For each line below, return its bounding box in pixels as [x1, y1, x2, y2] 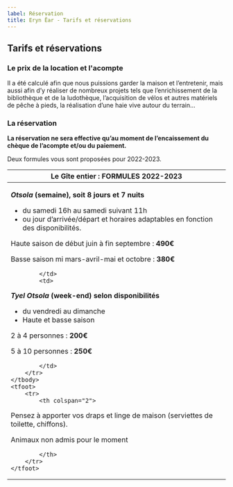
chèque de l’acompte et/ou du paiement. [7, 142, 127, 150]
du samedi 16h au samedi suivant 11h [22, 206, 148, 215]
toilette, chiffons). [10, 420, 68, 429]
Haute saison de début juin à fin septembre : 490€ [10, 239, 175, 249]
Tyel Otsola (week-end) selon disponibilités [10, 291, 159, 301]
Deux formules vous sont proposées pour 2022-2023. [7, 155, 162, 163]
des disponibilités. [22, 223, 82, 233]
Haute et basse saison [22, 315, 95, 325]
